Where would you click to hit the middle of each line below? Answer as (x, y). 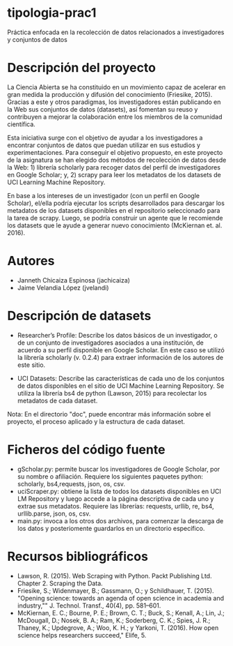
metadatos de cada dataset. (57, 400)
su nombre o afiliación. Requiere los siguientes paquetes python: (110, 476)
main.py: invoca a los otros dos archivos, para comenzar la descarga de (120, 520)
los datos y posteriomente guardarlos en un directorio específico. (111, 528)
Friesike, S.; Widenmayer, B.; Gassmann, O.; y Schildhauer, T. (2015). (115, 590)
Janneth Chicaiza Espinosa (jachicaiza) (74, 280)
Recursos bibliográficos (78, 556)
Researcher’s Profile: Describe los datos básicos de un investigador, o (117, 335)
